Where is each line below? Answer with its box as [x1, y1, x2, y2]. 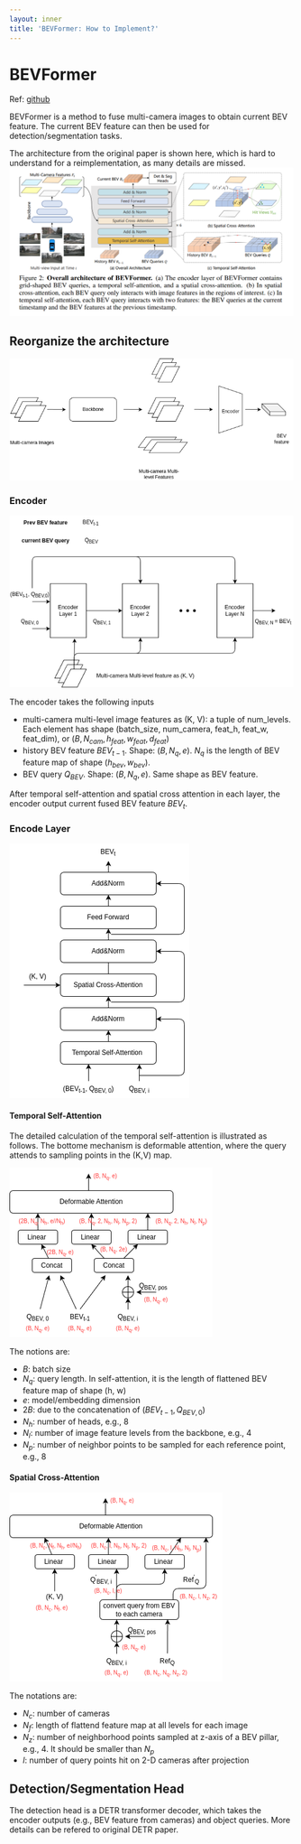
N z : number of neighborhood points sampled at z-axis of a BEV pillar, [22, 1731, 279, 1745]
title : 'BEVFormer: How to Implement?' [9, 23, 160, 33]
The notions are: [9, 1346, 70, 1356]
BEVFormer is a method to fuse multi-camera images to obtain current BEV [9, 111, 288, 122]
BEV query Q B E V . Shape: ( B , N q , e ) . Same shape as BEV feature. [22, 768, 259, 781]
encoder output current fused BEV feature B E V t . [9, 797, 187, 811]
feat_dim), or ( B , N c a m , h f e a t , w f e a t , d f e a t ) [22, 733, 169, 747]
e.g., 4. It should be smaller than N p [22, 1743, 155, 1756]
